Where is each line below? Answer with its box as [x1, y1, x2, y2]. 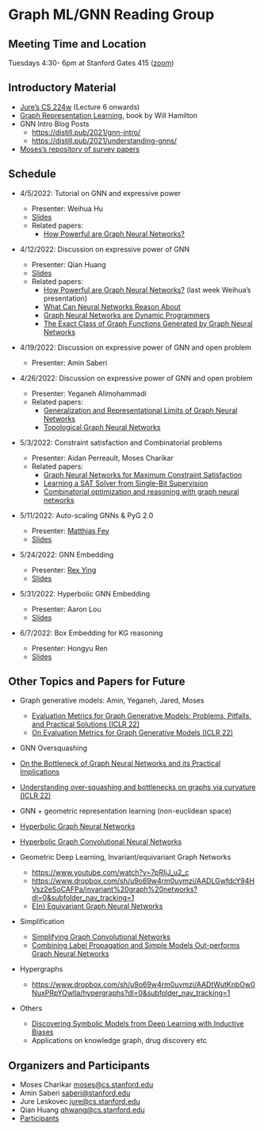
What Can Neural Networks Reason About [43, 301, 181, 311]
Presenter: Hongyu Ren [31, 643, 109, 653]
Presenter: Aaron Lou [31, 604, 101, 614]
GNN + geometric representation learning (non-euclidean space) [19, 807, 232, 816]
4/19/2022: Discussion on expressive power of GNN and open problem [19, 343, 252, 352]
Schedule [8, 167, 57, 181]
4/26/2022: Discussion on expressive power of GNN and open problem [19, 373, 253, 382]
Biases [31, 1027, 54, 1037]
